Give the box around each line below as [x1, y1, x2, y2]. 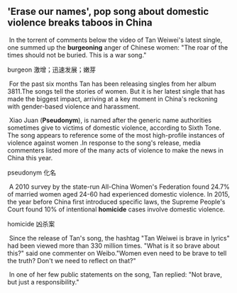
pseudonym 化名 [7, 168, 57, 177]
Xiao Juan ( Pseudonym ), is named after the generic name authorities [9, 116, 211, 124]
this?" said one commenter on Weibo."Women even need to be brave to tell [7, 248, 227, 258]
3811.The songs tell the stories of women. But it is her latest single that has [7, 87, 226, 95]
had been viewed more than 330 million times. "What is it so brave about [7, 241, 220, 250]
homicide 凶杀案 [7, 219, 55, 228]
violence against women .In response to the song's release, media [7, 138, 201, 147]
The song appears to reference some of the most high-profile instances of [7, 131, 225, 139]
